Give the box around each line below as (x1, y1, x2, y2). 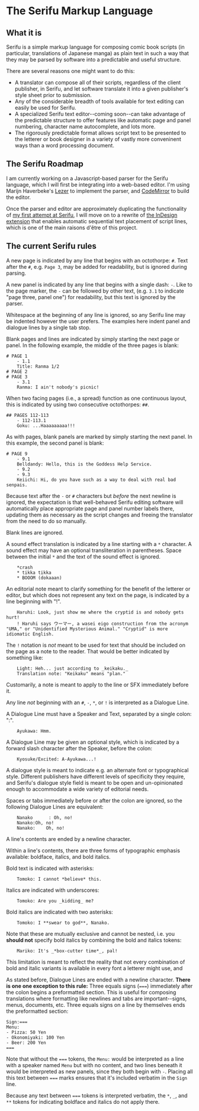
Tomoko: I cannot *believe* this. (17, 876, 102, 882)
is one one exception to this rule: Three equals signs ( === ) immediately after (6, 982, 193, 990)
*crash (17, 564, 33, 570)
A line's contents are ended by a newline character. (6, 835, 131, 842)
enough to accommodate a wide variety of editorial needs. (6, 785, 149, 792)
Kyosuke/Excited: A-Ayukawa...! (17, 756, 97, 762)
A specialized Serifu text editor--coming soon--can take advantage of (14, 111, 185, 117)
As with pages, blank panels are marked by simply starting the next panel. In (6, 433, 192, 440)
